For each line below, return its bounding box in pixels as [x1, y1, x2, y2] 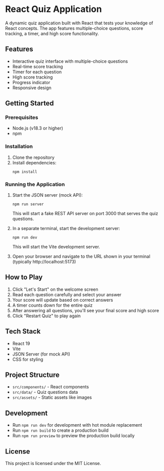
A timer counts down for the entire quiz [12, 302, 93, 308]
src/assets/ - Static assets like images [12, 394, 92, 400]
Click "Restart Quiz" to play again [12, 313, 81, 319]
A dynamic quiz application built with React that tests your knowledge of [5, 20, 153, 26]
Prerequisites [5, 114, 38, 121]
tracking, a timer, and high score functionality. [5, 30, 99, 36]
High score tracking [12, 74, 53, 80]
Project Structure [5, 371, 60, 379]
